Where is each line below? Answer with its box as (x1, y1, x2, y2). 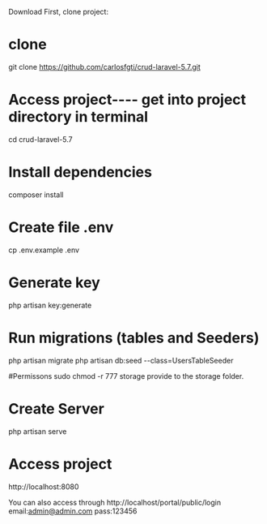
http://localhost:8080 (8, 482, 79, 492)
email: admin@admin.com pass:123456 (8, 506, 138, 516)
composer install (8, 190, 64, 200)
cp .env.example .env (8, 245, 79, 255)
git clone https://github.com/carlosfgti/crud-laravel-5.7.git (8, 62, 201, 71)
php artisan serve (8, 426, 67, 436)
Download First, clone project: (8, 7, 109, 16)
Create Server (8, 399, 105, 418)
